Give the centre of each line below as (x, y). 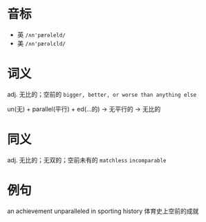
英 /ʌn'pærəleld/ (41, 35)
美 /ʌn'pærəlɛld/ (41, 43)
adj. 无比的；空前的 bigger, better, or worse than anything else (102, 94)
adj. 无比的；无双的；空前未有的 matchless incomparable (87, 160)
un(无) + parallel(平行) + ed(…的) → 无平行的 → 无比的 (84, 109)
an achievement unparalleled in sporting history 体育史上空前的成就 (103, 211)
